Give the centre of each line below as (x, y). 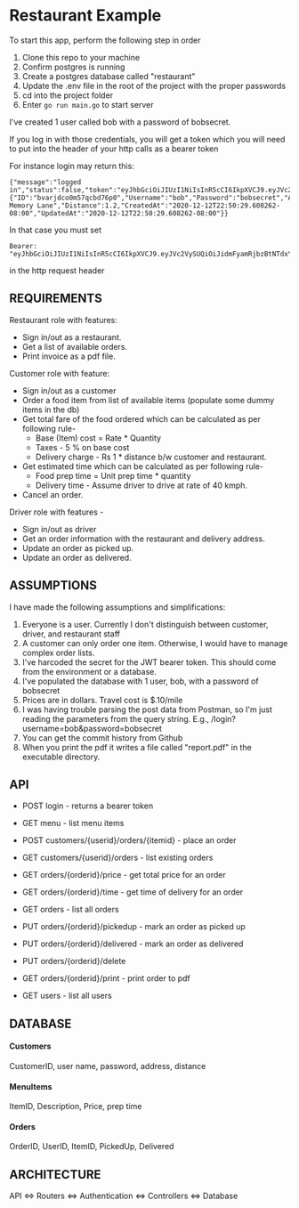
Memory (21, 206)
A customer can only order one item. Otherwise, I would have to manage (155, 643)
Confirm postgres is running (73, 67)
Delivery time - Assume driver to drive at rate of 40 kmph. (141, 485)
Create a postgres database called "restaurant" (109, 76)
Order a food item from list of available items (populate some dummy (148, 400)
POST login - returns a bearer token (88, 806)
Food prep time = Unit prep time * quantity (113, 475)
